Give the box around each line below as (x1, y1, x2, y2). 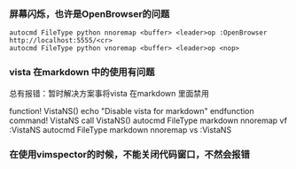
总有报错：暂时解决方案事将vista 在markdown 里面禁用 (9, 88, 210, 98)
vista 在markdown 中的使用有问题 (9, 66, 155, 79)
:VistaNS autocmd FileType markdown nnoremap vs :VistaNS (9, 124, 232, 134)
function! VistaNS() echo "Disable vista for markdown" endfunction (9, 105, 254, 116)
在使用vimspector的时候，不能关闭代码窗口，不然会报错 (9, 148, 251, 160)
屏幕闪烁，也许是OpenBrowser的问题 (9, 7, 170, 19)
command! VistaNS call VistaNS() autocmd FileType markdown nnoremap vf (9, 115, 288, 126)
